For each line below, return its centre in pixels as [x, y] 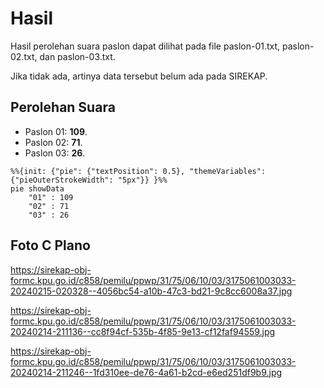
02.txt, [24, 56]
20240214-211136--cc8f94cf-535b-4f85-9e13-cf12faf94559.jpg [143, 331]
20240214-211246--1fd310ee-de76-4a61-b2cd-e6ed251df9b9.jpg [146, 372]
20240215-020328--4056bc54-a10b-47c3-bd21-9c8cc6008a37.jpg [151, 291]
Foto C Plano [50, 245]
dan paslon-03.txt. [77, 56]
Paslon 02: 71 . [53, 142]
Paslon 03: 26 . [55, 153]
